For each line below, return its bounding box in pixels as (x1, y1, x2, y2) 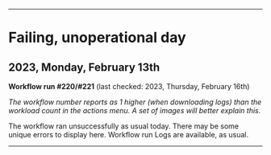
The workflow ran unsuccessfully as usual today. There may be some (8, 121, 240, 131)
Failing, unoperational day (8, 29, 187, 47)
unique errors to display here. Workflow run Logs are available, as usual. (8, 130, 248, 139)
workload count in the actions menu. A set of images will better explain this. (8, 106, 261, 115)
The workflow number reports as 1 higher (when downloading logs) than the (8, 97, 262, 107)
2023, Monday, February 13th (8, 60, 161, 74)
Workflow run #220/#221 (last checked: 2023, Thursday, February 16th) (8, 82, 250, 91)
